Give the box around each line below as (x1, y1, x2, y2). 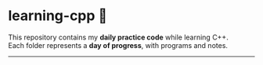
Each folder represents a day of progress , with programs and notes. (8, 40, 229, 50)
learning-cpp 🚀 (8, 7, 108, 25)
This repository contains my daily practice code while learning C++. (8, 32, 229, 42)
